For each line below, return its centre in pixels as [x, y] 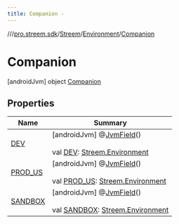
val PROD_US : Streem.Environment [109, 181]
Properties [31, 103]
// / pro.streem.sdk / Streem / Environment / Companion [81, 34]
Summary [111, 123]
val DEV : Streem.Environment [100, 153]
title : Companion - [36, 14]
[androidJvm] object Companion [54, 81]
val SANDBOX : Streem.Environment [110, 210]
